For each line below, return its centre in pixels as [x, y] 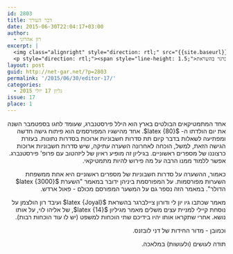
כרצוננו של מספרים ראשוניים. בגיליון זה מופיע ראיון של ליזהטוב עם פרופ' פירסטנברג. [117, 153]
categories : [24, 85]
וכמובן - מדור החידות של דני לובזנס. [179, 230]
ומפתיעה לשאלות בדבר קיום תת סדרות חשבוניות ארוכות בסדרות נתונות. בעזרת [123, 138]
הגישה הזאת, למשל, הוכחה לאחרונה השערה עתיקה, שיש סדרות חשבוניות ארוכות [121, 146]
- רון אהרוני [27, 40]
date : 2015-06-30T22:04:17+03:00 [55, 26]
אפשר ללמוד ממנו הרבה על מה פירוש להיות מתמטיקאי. [154, 160]
